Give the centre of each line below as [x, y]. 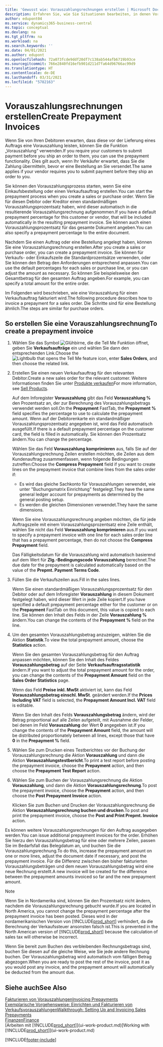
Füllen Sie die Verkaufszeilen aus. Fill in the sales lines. [66, 580]
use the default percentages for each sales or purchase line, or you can [76, 268]
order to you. [18, 176]
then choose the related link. [41, 364]
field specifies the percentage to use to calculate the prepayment [77, 413]
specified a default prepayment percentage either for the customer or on [85, 605]
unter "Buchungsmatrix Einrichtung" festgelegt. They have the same [87, 489]
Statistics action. [29, 645]
